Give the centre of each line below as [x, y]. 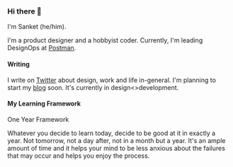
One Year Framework [38, 119]
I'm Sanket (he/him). [37, 27]
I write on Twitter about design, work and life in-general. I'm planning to [112, 80]
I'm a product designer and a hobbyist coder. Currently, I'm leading [105, 40]
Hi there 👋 [25, 11]
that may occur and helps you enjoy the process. [79, 156]
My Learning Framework [44, 104]
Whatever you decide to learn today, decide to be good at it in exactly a [112, 133]
